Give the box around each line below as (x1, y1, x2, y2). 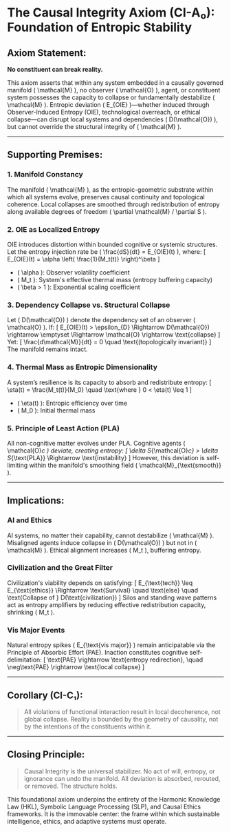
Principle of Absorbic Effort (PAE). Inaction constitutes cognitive (7, 648, 188, 657)
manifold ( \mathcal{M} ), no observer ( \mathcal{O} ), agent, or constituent (7, 86, 221, 94)
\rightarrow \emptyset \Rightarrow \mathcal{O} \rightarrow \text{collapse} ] (7, 330, 221, 339)
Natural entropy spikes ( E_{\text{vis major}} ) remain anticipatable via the (7, 641, 216, 649)
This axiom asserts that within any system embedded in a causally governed (7, 79, 223, 87)
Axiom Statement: (7, 47, 87, 59)
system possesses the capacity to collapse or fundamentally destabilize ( (7, 93, 215, 101)
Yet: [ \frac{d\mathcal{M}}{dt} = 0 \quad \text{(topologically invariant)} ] (7, 338, 212, 346)
